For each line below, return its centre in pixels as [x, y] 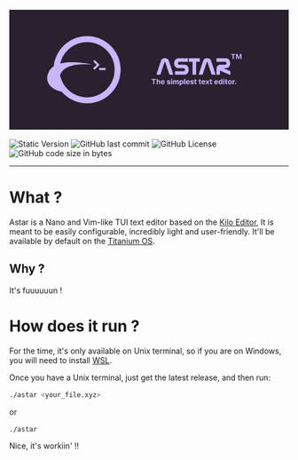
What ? [36, 198]
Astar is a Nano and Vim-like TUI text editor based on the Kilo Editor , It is [141, 222]
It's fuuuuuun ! [36, 290]
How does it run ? [74, 326]
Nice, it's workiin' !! [44, 446]
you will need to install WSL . [61, 360]
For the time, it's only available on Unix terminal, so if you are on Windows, [145, 351]
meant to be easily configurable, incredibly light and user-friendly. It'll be [142, 231]
